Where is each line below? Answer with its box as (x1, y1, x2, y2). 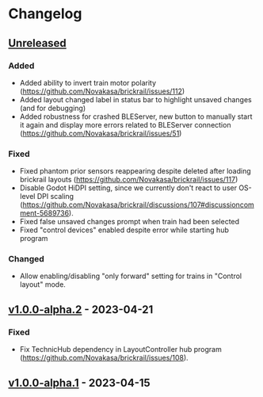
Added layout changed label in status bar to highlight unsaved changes (19, 94, 252, 104)
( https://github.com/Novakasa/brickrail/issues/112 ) (19, 86, 185, 96)
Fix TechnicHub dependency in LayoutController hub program (19, 345, 222, 354)
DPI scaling (36, 192, 74, 201)
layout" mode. (19, 280, 66, 289)
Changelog (8, 5, 82, 23)
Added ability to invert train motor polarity (19, 78, 157, 87)
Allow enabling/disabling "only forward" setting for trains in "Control (19, 271, 242, 281)
